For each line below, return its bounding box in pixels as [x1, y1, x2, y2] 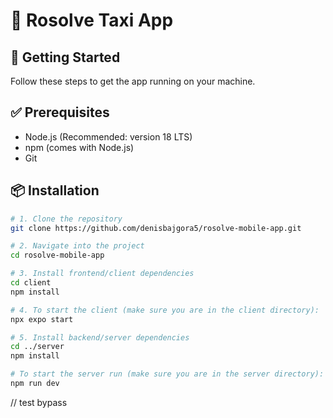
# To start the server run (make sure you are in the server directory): [10, 369, 325, 379]
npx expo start [10, 314, 74, 324]
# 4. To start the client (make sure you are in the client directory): [10, 305, 320, 315]
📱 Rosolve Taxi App [10, 9, 174, 32]
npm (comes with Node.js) [24, 141, 135, 153]
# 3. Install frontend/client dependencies [10, 269, 195, 279]
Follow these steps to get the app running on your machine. [10, 75, 256, 87]
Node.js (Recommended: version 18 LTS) [24, 130, 193, 143]
